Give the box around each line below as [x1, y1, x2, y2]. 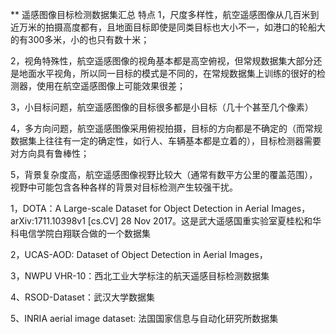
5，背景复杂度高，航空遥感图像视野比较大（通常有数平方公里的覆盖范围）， [10, 169, 318, 180]
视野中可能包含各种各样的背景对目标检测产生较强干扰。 [10, 181, 238, 193]
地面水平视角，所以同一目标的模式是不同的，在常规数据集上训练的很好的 [18, 68, 317, 79]
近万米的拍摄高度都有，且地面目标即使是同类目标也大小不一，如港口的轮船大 [10, 21, 326, 33]
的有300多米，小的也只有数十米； [10, 34, 150, 45]
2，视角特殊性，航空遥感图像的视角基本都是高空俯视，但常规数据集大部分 [10, 55, 314, 67]
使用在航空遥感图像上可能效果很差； [36, 80, 186, 92]
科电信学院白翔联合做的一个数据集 [10, 228, 151, 239]
